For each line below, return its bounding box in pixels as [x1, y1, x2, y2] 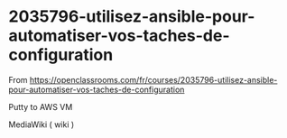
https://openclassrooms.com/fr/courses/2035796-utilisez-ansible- [29, 74, 278, 85]
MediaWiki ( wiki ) [8, 119, 75, 130]
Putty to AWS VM [8, 101, 73, 112]
